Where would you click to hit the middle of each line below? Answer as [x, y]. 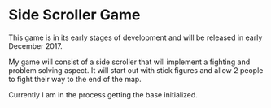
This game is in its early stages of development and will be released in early [135, 37]
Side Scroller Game [74, 15]
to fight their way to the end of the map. [75, 79]
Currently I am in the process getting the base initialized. [103, 94]
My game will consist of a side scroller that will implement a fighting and [129, 62]
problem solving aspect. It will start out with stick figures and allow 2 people [136, 70]
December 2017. [35, 45]
